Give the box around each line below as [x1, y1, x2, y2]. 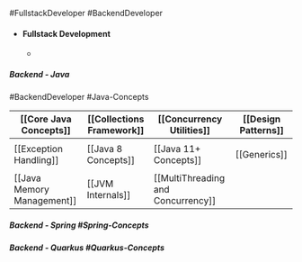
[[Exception [13, 143, 63, 156]
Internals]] [86, 189, 131, 202]
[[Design [242, 113, 281, 125]
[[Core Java [20, 113, 72, 125]
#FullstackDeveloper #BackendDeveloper [9, 8, 164, 18]
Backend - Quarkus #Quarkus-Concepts [9, 242, 164, 253]
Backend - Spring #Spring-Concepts [9, 220, 150, 230]
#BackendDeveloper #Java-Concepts [9, 92, 149, 103]
